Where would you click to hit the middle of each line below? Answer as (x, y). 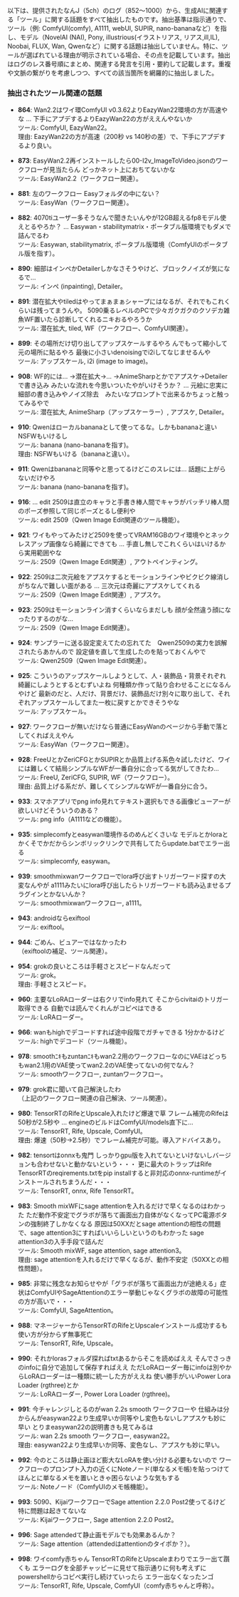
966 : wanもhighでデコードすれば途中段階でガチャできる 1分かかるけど (121, 1032)
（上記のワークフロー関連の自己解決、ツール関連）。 (94, 1098)
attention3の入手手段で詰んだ (61, 1242)
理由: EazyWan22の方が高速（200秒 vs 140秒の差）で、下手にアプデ (118, 137)
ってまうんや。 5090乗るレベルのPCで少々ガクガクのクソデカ (133, 310)
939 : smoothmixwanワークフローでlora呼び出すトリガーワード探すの (119, 876)
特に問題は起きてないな (52, 1511)
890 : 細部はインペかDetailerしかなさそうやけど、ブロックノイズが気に (121, 269)
